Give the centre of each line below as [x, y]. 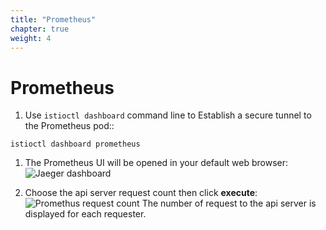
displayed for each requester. [85, 214]
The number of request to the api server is [229, 203]
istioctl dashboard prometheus [75, 144]
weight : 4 [31, 38]
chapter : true [40, 29]
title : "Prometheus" [53, 19]
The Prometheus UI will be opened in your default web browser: [156, 163]
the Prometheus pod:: [69, 126]
